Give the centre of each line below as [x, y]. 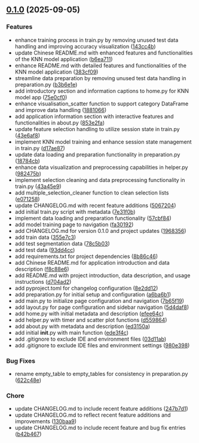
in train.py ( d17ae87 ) [40, 148]
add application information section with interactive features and [94, 116]
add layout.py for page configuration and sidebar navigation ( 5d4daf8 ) [102, 307]
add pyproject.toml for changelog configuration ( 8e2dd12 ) [86, 288]
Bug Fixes [21, 360]
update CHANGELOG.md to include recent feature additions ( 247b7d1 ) [101, 409]
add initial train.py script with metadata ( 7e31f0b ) [75, 211]
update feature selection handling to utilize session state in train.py [97, 129]
